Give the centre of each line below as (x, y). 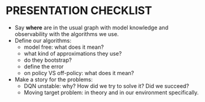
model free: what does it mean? (64, 47)
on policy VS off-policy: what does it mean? (79, 73)
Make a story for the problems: (54, 79)
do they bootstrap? (48, 60)
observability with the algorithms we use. (67, 34)
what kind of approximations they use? (73, 53)
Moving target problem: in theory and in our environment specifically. (111, 92)
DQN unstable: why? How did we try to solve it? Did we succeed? (106, 86)
